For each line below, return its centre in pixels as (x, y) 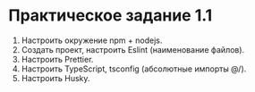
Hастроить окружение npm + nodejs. (92, 40)
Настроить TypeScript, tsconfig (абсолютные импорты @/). (134, 69)
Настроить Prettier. (57, 59)
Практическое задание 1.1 (110, 16)
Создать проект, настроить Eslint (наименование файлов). (133, 49)
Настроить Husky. (55, 78)
